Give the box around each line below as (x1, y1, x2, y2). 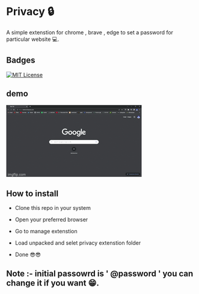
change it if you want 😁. (6, 278, 99, 288)
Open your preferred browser (14, 216, 88, 223)
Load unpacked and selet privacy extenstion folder (14, 239, 141, 247)
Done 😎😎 (14, 251, 41, 259)
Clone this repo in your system (14, 204, 91, 212)
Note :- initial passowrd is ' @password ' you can (6, 268, 194, 278)
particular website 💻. (6, 35, 60, 43)
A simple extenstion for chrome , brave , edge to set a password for (6, 28, 173, 36)
